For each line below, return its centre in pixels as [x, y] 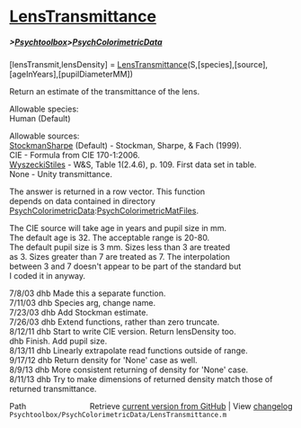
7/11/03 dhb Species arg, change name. [82, 303]
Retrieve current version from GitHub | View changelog [191, 406]
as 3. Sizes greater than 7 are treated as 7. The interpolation [120, 257]
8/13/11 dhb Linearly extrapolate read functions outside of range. [129, 351]
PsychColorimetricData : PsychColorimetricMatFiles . [104, 211]
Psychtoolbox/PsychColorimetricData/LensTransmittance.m [118, 415]
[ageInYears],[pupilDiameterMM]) [71, 75]
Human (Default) [40, 119]
